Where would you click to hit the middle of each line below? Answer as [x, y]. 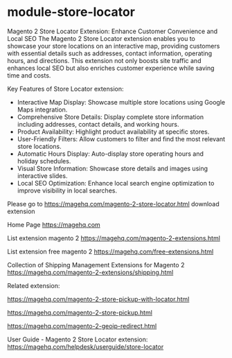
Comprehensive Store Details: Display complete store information [110, 117]
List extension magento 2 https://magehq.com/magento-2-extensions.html [114, 238]
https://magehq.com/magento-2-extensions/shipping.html [90, 272]
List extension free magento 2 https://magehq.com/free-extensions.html [110, 251]
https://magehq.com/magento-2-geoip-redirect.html [82, 325]
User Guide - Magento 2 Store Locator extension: [78, 339]
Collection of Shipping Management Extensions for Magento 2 [96, 265]
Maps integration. [42, 109]
